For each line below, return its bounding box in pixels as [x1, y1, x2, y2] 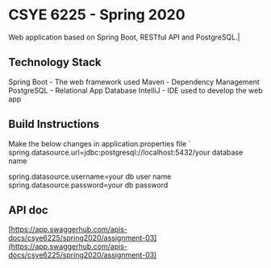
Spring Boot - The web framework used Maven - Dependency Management [8, 76, 260, 86]
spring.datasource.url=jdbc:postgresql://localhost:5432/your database [8, 147, 244, 157]
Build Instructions [8, 118, 100, 131]
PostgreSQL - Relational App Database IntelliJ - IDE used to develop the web [8, 85, 263, 95]
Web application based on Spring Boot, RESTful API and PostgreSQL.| [8, 32, 240, 42]
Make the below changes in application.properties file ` [8, 138, 191, 148]
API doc [8, 203, 48, 216]
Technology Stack [8, 56, 102, 69]
